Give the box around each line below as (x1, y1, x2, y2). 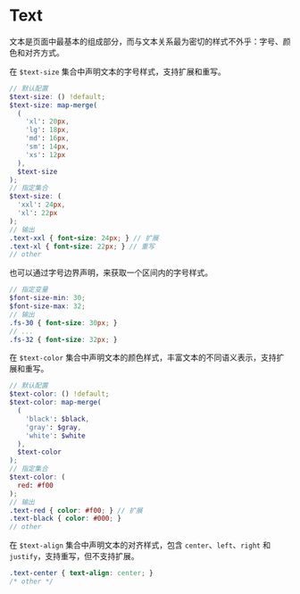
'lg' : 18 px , (25, 126, 70, 135)
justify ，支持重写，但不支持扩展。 (9, 551, 140, 562)
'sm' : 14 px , (25, 142, 70, 152)
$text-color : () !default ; (9, 389, 110, 398)
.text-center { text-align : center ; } (9, 569, 154, 578)
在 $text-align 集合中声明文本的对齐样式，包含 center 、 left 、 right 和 (9, 540, 271, 550)
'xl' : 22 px (17, 209, 58, 218)
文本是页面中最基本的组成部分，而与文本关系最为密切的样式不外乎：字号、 (9, 36, 283, 46)
